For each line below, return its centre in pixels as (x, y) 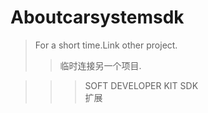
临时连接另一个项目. (100, 65)
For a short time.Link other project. (106, 45)
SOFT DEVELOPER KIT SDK (141, 85)
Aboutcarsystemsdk (97, 17)
